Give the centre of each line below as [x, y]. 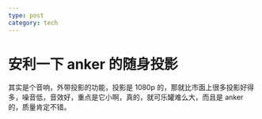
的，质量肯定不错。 [40, 107]
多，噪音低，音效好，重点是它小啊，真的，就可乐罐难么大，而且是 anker [126, 97]
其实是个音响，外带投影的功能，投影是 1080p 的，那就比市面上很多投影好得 [131, 87]
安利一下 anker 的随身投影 [93, 64]
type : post [26, 15]
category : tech [33, 23]
